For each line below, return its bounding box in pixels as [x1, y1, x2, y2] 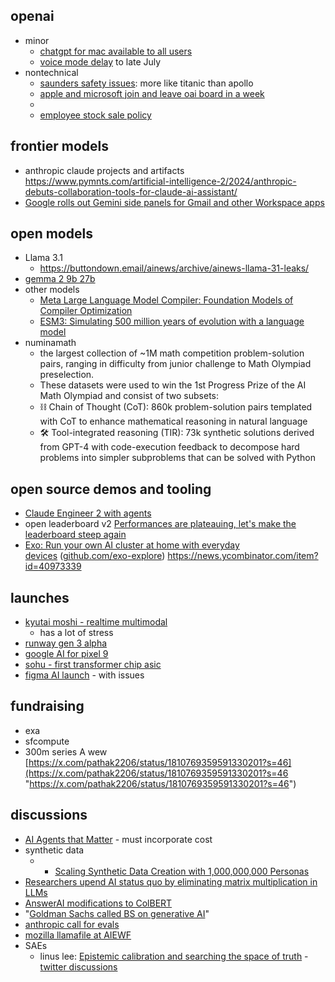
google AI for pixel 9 [24, 648, 109, 660]
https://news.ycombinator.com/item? [167, 550, 319, 562]
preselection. [39, 369, 95, 381]
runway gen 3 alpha [24, 637, 108, 649]
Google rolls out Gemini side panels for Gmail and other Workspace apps [24, 196, 325, 208]
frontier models [10, 138, 110, 155]
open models [10, 225, 93, 243]
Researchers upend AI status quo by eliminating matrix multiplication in [24, 875, 318, 888]
